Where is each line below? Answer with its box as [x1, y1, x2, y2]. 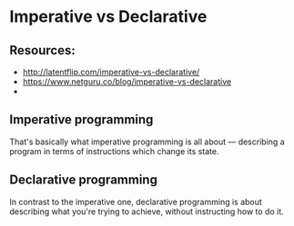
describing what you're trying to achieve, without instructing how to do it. [9, 206, 284, 217]
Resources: [9, 43, 76, 58]
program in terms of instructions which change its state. [9, 145, 219, 156]
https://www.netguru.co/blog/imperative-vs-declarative [22, 76, 232, 87]
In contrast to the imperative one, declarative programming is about [9, 196, 262, 207]
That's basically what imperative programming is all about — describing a [9, 136, 285, 147]
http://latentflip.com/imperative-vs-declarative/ [22, 66, 200, 77]
